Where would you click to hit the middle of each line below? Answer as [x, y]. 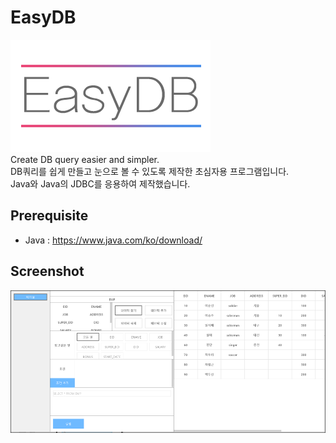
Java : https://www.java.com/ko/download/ [113, 240]
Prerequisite [49, 216]
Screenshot [47, 271]
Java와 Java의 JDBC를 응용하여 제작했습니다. [100, 183]
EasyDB [43, 17]
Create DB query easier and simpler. [85, 159]
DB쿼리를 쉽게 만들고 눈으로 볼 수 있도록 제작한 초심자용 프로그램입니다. [150, 171]
